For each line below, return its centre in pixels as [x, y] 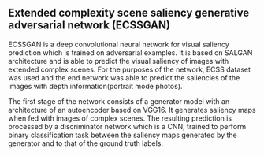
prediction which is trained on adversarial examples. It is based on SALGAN [130, 52]
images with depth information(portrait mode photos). [95, 86]
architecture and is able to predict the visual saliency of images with [119, 61]
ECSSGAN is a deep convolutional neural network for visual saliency [119, 44]
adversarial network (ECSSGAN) [89, 26]
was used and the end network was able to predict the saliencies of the [124, 77]
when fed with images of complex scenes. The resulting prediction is [120, 118]
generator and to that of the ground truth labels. [86, 143]
